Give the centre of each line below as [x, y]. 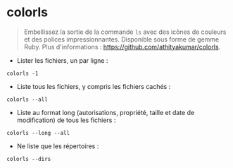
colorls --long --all [38, 133]
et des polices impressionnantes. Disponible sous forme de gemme [121, 39]
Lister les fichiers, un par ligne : [62, 60]
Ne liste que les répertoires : [58, 146]
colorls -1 [23, 73]
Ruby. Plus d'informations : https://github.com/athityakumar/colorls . [122, 47]
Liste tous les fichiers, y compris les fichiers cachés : [94, 86]
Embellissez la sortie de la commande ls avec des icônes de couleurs [125, 32]
